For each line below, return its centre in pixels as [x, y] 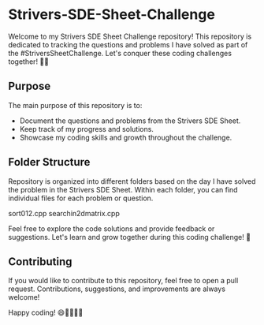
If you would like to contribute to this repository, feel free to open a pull [123, 281]
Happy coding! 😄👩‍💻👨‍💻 [46, 312]
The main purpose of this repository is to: [75, 105]
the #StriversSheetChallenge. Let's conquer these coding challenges [120, 53]
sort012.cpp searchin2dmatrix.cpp [64, 213]
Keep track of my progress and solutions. [86, 129]
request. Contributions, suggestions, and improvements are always [117, 289]
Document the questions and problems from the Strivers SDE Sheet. [130, 121]
